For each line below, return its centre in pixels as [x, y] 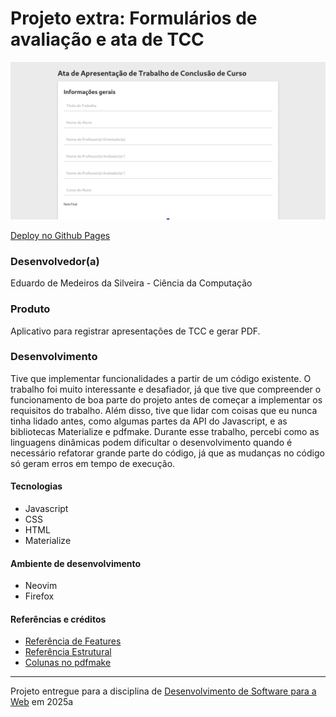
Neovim [41, 586]
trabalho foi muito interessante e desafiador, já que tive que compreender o [166, 389]
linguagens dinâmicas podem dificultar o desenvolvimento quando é [151, 442]
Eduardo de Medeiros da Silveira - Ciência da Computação [131, 283]
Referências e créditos [58, 619]
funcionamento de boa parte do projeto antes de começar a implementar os [166, 399]
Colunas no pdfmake [68, 663]
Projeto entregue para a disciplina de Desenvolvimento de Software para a [163, 691]
